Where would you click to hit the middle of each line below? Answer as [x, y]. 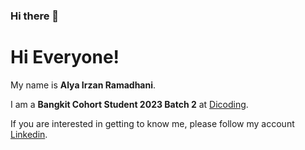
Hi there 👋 [35, 16]
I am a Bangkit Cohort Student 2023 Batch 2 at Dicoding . [129, 104]
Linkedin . [29, 134]
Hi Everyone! [65, 57]
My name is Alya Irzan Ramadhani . [83, 85]
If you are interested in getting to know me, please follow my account [152, 123]
